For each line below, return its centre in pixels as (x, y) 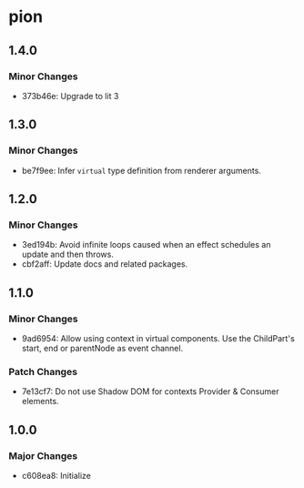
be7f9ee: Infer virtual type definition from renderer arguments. (141, 170)
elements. (41, 402)
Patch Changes (43, 371)
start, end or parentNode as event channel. (102, 348)
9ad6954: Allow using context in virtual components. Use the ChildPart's (158, 338)
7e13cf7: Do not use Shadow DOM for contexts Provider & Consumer (150, 391)
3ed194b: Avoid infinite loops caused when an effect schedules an (146, 245)
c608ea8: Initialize (56, 475)
